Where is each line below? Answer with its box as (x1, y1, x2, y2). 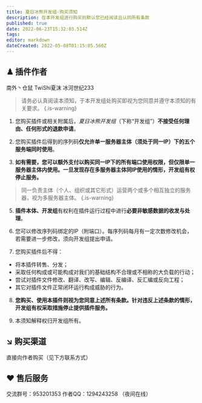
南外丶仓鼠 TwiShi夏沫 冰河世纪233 (6, 84, 94, 91)
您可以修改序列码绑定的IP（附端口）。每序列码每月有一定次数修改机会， (15, 227, 192, 234)
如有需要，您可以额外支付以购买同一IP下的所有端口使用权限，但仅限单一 (15, 158, 195, 166)
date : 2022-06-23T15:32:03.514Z (6, 25, 88, 32)
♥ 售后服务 (6, 373, 48, 383)
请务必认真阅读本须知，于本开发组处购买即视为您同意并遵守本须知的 (21, 97, 191, 104)
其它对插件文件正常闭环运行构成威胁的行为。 (15, 283, 127, 291)
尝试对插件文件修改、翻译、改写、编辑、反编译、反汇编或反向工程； (15, 276, 185, 283)
